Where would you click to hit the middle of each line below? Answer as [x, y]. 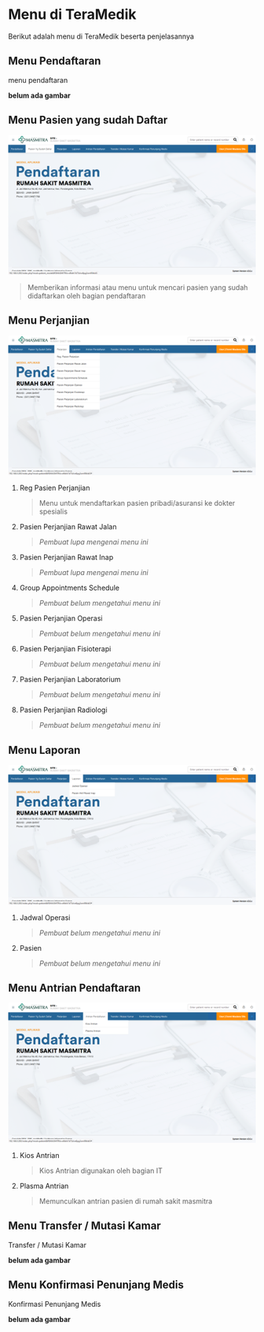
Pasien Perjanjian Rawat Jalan [68, 527]
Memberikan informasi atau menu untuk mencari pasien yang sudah [137, 288]
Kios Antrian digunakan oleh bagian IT [101, 1171]
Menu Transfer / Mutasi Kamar [84, 1226]
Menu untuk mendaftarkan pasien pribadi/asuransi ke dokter [137, 503]
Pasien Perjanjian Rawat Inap [66, 558]
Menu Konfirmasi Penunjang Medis [96, 1285]
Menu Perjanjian [49, 321]
